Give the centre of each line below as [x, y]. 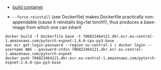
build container [28, 7]
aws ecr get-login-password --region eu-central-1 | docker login [75, 45]
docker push [17, 58]
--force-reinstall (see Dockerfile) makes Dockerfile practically [78, 17]
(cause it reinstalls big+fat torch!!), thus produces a [90, 22]
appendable [25, 22]
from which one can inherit [54, 27]
